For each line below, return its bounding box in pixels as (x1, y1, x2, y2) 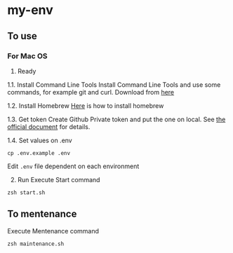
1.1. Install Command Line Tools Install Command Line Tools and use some (7, 80, 221, 89)
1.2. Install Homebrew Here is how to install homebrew (7, 101, 164, 110)
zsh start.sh (7, 189, 46, 196)
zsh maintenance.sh (7, 240, 65, 247)
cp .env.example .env (7, 149, 71, 156)
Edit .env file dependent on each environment (7, 162, 140, 170)
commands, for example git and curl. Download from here (7, 88, 175, 96)
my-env (7, 2, 54, 18)
